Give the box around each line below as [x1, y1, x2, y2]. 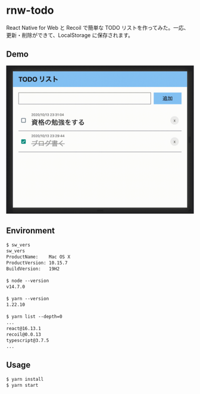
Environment [6, 225, 55, 236]
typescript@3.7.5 [6, 338, 49, 344]
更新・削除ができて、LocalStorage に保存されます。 [6, 31, 134, 39]
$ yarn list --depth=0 [6, 314, 62, 320]
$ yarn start [6, 383, 39, 389]
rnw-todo [6, 4, 54, 17]
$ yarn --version [6, 296, 49, 302]
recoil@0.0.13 [6, 332, 42, 338]
